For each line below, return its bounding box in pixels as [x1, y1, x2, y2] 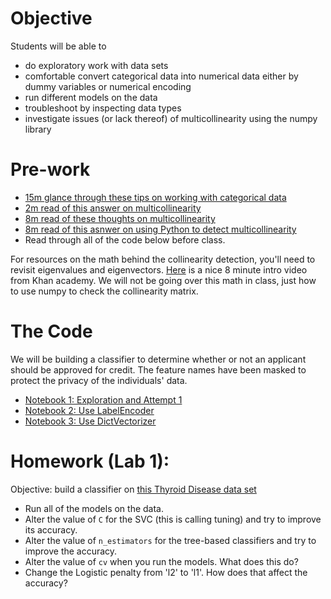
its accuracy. [24, 523, 78, 536]
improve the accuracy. [24, 545, 118, 557]
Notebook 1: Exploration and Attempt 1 [24, 393, 183, 406]
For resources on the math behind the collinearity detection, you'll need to [10, 253, 316, 265]
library [24, 123, 52, 135]
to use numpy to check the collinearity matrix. [10, 285, 199, 297]
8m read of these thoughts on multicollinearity [24, 212, 216, 224]
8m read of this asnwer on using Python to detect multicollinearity [24, 223, 297, 235]
